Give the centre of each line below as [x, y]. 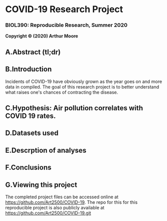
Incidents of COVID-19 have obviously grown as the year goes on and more [84, 81]
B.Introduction [29, 69]
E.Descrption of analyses [46, 150]
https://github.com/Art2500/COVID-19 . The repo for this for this [71, 202]
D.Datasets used [32, 133]
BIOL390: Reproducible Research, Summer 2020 [67, 25]
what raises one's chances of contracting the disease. [62, 92]
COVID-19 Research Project [64, 9]
